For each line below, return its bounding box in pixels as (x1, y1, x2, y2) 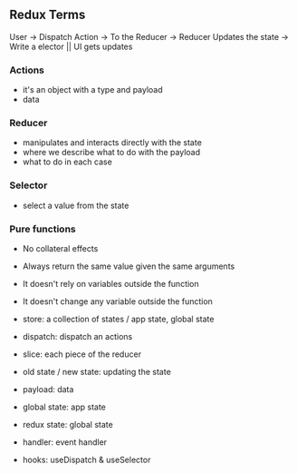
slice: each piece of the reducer (22, 349, 142, 360)
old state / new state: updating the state (22, 367, 172, 377)
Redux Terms (9, 7, 86, 23)
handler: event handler (22, 437, 107, 448)
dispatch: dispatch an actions (22, 331, 133, 341)
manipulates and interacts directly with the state (22, 137, 202, 148)
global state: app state (22, 401, 106, 412)
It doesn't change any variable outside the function (22, 296, 213, 307)
